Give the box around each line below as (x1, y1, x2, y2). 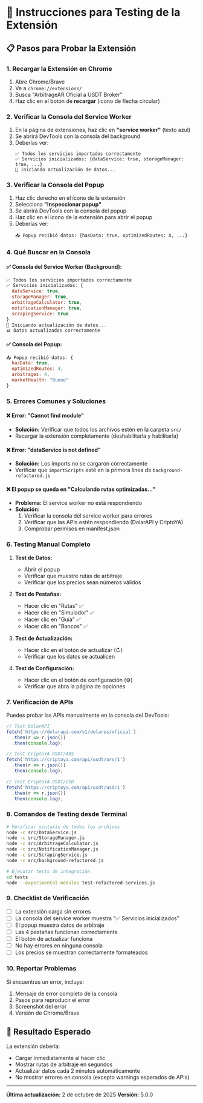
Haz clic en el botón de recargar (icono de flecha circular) (14, 97, 160, 105)
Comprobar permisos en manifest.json (24, 525, 120, 532)
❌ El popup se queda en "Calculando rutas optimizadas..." (6, 486, 156, 493)
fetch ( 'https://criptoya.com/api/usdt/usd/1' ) (6, 784, 126, 791)
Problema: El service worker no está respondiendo (14, 499, 143, 507)
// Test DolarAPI (6, 723, 50, 729)
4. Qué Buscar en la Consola (6, 248, 91, 257)
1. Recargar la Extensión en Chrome (6, 64, 113, 73)
